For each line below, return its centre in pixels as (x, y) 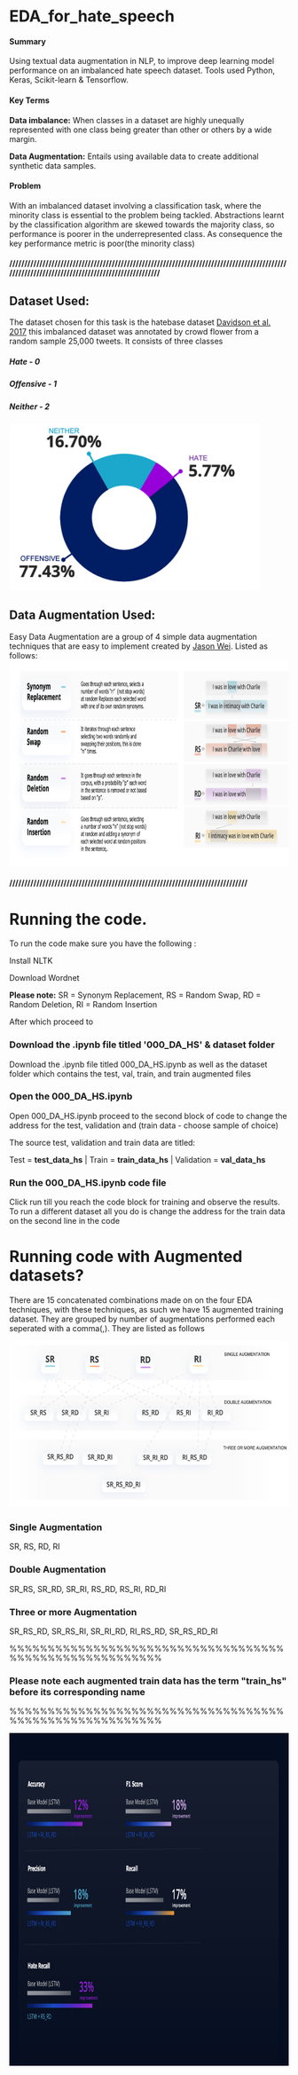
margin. (23, 138)
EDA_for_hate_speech (92, 16)
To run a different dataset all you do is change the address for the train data (147, 1211)
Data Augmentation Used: (82, 615)
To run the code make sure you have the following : (103, 943)
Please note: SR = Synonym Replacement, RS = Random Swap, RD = (135, 995)
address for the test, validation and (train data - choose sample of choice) (144, 1125)
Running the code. (78, 919)
